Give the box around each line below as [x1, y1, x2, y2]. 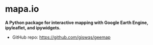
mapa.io [5, 3, 39, 15]
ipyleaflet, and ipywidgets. [5, 24, 61, 30]
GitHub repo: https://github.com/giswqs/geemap [12, 34, 111, 40]
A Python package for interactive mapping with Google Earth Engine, [5, 20, 149, 25]
